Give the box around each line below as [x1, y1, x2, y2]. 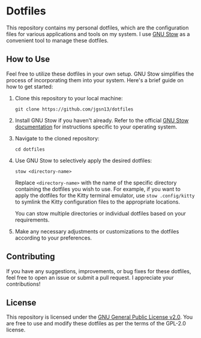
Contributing [6, 252, 55, 262]
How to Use [6, 54, 50, 64]
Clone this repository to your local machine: [14, 94, 123, 101]
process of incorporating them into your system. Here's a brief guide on [6, 76, 184, 83]
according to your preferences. [14, 234, 92, 241]
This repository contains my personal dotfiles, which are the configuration [6, 24, 189, 31]
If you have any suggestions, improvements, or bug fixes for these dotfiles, [6, 267, 191, 274]
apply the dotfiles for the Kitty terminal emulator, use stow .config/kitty [14, 192, 195, 199]
